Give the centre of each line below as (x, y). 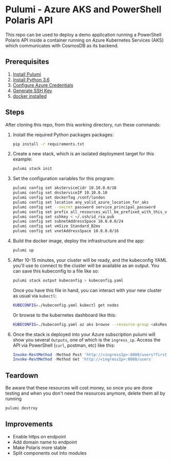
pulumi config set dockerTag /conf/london (59, 198)
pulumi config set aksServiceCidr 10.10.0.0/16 (64, 188)
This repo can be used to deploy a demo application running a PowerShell (83, 34)
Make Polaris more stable (40, 447)
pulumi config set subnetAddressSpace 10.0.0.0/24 (68, 221)
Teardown (22, 375)
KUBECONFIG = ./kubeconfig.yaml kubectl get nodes (66, 305)
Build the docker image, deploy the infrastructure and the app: (79, 241)
